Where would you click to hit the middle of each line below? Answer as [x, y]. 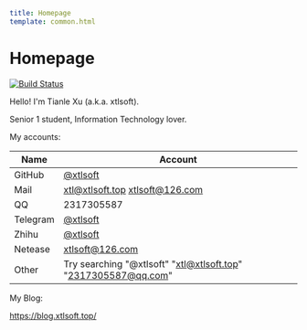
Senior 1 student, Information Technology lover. [98, 119]
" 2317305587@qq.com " [118, 275]
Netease [32, 249]
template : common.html [53, 21]
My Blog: [26, 298]
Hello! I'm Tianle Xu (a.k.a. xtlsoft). [74, 101]
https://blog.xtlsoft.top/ [53, 315]
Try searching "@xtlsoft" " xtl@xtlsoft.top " [153, 263]
